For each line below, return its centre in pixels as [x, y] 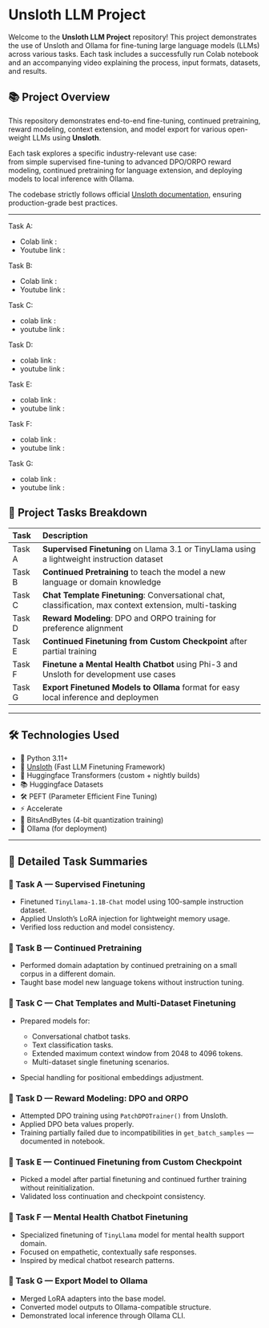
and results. [28, 71]
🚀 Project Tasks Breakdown [78, 513]
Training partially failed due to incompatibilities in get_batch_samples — [137, 1132]
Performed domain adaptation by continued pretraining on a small [128, 966]
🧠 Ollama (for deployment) [63, 828]
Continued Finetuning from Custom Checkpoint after [145, 641]
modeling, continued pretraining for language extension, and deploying [125, 170]
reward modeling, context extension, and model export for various [117, 129]
